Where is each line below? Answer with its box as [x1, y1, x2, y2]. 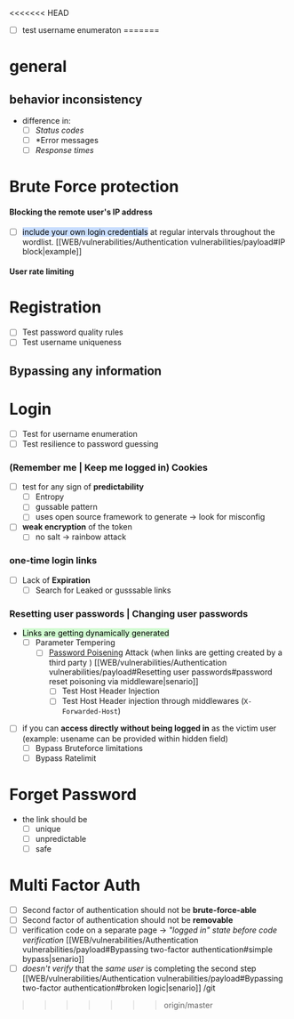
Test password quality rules [21, 327, 123, 337]
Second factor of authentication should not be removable [21, 914, 234, 925]
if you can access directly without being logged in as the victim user [21, 723, 277, 733]
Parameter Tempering [35, 637, 115, 648]
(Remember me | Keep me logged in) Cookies [9, 461, 209, 473]
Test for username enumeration [21, 428, 138, 439]
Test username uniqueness [21, 337, 122, 348]
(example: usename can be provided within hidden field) [21, 733, 229, 744]
